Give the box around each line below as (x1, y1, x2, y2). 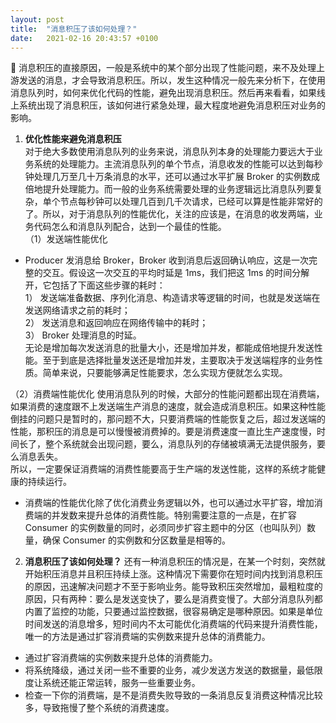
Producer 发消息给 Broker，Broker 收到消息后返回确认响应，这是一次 (24, 254, 310, 266)
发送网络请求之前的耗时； (24, 304, 131, 316)
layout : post (10, 14, 65, 25)
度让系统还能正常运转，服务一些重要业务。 (24, 677, 201, 689)
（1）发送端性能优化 (24, 233, 108, 245)
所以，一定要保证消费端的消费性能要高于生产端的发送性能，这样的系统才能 (10, 463, 317, 475)
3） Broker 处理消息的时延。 (24, 329, 142, 341)
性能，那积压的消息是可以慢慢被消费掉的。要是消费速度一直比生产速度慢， (10, 426, 317, 438)
